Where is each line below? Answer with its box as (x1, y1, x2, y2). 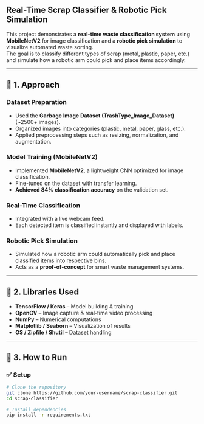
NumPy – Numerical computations (15, 316, 101, 323)
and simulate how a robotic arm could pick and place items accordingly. (6, 56, 186, 63)
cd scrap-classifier (6, 395, 59, 401)
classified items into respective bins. (15, 257, 107, 264)
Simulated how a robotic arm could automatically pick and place (15, 251, 176, 258)
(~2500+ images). (15, 118, 61, 125)
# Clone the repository (6, 384, 67, 390)
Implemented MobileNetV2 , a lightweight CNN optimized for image (15, 167, 184, 174)
